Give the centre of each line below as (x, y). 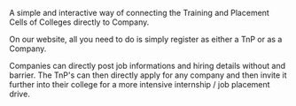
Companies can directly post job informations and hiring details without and (148, 66)
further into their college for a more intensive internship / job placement (140, 84)
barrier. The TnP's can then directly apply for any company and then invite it (148, 75)
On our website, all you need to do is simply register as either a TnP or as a (146, 39)
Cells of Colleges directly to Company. (79, 22)
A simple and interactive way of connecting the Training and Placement (140, 13)
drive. (20, 94)
